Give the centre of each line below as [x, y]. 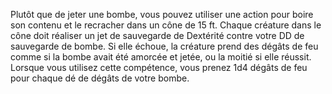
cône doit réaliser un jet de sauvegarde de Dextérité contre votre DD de [157, 35]
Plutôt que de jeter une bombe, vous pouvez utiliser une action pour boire [162, 14]
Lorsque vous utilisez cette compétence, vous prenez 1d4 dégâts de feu [159, 67]
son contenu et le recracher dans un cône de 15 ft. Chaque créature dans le [166, 25]
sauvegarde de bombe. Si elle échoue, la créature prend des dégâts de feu [164, 46]
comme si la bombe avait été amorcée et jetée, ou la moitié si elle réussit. [161, 57]
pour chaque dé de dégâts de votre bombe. [100, 78]
